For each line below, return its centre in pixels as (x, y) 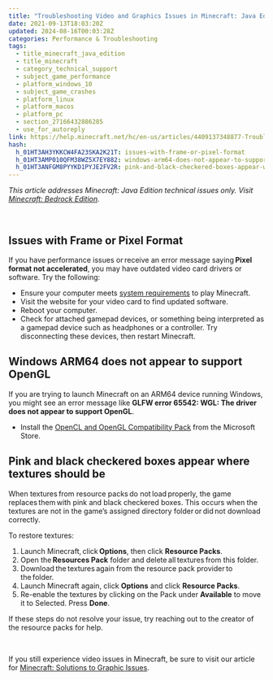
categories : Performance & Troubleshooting (83, 39)
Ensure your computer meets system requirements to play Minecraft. (135, 293)
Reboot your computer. (58, 310)
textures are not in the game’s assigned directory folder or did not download (134, 511)
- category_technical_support (67, 69)
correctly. (24, 519)
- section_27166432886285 (60, 122)
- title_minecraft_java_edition (71, 54)
